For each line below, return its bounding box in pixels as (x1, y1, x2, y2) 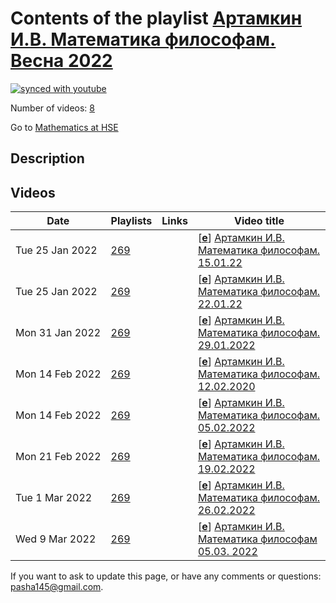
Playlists (110, 214, 153, 228)
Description (10, 150, 85, 167)
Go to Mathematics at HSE (10, 121, 119, 133)
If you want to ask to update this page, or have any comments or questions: (10, 570, 322, 582)
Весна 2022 (10, 50, 113, 72)
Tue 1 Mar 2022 (15, 491, 93, 505)
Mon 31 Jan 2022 (15, 326, 102, 340)
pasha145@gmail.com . (10, 581, 104, 593)
